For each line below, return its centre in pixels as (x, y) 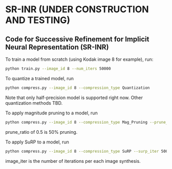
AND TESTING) (38, 20)
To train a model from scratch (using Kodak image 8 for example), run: (79, 59)
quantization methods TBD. (34, 103)
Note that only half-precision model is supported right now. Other (74, 98)
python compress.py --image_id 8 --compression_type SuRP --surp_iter (82, 151)
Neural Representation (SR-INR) (57, 47)
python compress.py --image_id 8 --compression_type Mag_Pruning (76, 122)
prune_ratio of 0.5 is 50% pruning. (41, 132)
